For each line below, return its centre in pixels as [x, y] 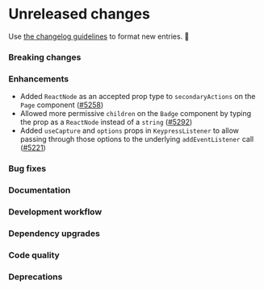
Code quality [34, 255]
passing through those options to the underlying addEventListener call [137, 139]
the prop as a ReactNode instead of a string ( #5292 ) [106, 122]
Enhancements [39, 79]
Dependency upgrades [54, 233]
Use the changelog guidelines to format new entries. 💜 [99, 36]
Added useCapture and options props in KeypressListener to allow [130, 130]
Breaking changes [45, 57]
